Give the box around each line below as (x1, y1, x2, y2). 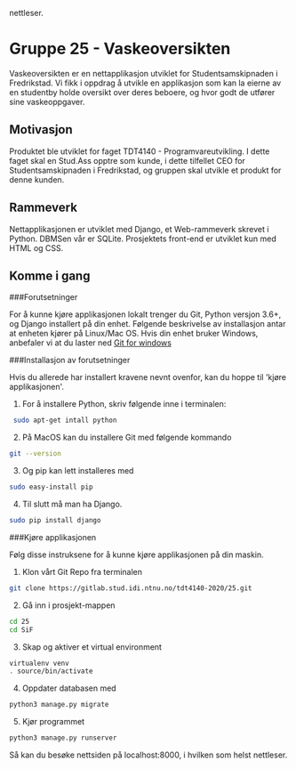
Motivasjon (9, 122, 73, 137)
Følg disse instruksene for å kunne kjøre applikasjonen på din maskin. (9, 549, 264, 560)
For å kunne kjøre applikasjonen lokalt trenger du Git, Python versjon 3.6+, (9, 309, 282, 320)
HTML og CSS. (9, 242, 64, 253)
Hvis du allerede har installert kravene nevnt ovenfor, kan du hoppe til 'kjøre (9, 372, 287, 383)
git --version (9, 449, 62, 458)
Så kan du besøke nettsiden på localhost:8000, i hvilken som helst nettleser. (9, 749, 288, 760)
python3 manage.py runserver (9, 733, 117, 742)
